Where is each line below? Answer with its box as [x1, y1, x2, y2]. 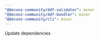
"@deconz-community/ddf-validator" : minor [5, 7, 95, 12]
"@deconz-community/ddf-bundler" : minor [5, 12, 91, 17]
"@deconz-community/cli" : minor [5, 16, 72, 21]
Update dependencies [5, 30, 51, 36]
